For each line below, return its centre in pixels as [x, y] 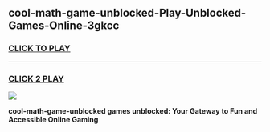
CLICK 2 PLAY [36, 78]
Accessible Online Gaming [53, 119]
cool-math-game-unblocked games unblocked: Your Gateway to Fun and [133, 110]
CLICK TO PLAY [39, 49]
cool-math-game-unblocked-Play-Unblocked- [127, 13]
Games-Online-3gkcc [64, 26]
